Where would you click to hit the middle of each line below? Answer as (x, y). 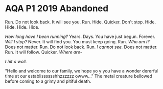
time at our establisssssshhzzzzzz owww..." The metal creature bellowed (79, 76)
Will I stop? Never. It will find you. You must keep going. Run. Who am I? (78, 41)
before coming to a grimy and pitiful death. (48, 81)
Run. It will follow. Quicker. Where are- (44, 52)
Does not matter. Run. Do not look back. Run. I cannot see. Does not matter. (81, 47)
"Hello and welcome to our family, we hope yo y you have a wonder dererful (82, 71)
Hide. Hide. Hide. (22, 27)
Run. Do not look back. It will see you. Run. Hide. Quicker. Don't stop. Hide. (81, 22)
